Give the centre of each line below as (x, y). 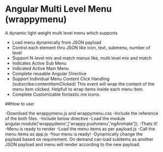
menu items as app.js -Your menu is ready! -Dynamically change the (74, 134)
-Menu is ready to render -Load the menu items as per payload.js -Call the (80, 129)
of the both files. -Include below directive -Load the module (65, 118)
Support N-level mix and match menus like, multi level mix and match (82, 58)
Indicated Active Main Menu (40, 68)
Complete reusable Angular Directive (49, 73)
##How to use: (20, 104)
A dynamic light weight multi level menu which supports (61, 33)
